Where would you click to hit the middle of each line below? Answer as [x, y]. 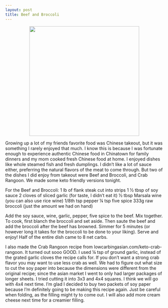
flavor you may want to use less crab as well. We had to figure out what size [84, 263]
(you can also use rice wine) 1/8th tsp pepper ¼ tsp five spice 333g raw [79, 201]
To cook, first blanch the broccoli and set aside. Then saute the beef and [80, 221]
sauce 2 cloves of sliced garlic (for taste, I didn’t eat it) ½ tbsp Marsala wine [83, 195]
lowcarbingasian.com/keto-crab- [128, 247]
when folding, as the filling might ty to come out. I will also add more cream [83, 294]
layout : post [19, 10]
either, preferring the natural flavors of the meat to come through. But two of [84, 170]
